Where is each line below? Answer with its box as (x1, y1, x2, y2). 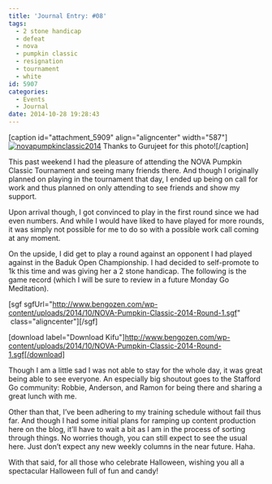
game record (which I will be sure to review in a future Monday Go (8, 275, 230, 285)
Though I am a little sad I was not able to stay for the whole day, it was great (8, 365, 263, 375)
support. (8, 192, 37, 201)
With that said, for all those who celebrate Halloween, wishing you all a (8, 457, 245, 467)
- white (15, 72, 42, 81)
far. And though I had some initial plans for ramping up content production (8, 416, 256, 425)
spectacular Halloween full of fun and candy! (8, 466, 159, 476)
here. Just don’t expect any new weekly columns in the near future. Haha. (8, 442, 256, 451)
